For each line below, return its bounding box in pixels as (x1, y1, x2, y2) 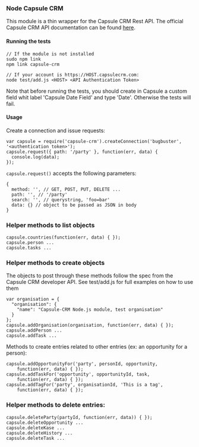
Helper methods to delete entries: (6, 401, 106, 409)
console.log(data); (11, 154, 60, 160)
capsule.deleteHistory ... (6, 430, 73, 436)
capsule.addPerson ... (6, 327, 62, 334)
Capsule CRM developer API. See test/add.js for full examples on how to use (6, 279, 194, 286)
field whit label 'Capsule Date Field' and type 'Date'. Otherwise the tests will (6, 93, 191, 101)
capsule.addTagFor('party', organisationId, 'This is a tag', (6, 382, 163, 388)
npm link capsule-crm (6, 61, 60, 67)
